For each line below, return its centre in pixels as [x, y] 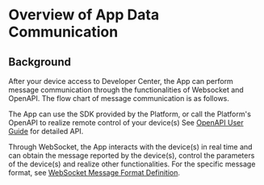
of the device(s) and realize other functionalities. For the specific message [132, 164]
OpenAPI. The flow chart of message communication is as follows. [119, 98]
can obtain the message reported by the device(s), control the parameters [132, 156]
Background [40, 62]
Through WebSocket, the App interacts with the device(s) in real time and [130, 147]
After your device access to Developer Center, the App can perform [121, 81]
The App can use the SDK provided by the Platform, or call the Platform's [130, 114]
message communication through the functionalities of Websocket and [126, 90]
